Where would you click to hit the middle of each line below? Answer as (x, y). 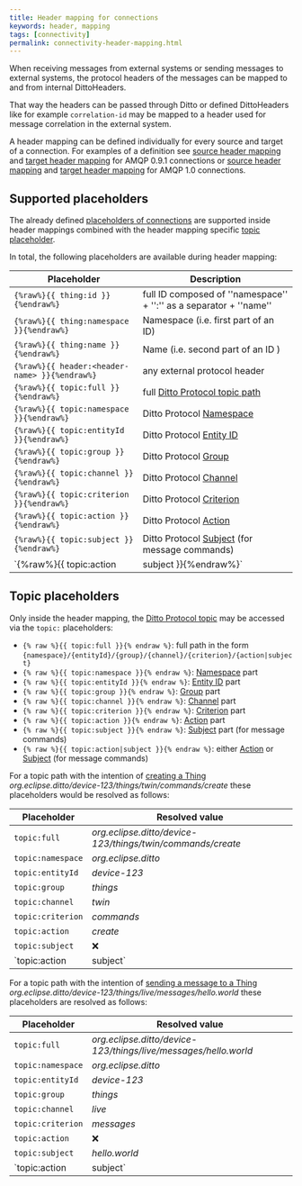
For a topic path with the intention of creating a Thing (108, 775)
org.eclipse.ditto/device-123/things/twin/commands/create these (130, 785)
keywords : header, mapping (60, 26)
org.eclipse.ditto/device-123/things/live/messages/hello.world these (136, 992)
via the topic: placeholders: (62, 628)
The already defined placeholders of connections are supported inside (140, 221)
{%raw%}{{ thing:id (55, 295)
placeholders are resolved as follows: (79, 1001)
